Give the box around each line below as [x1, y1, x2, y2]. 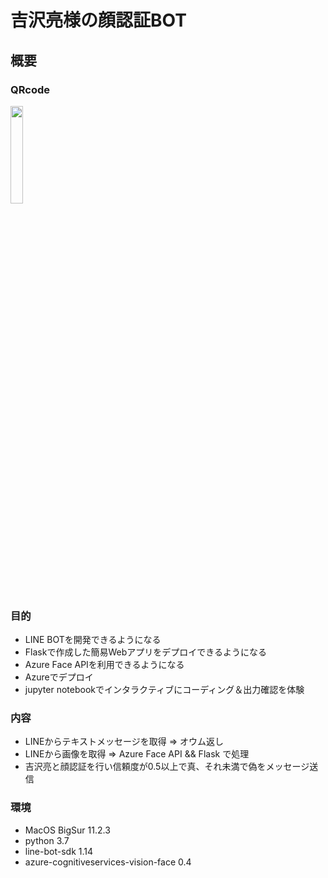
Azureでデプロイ [24, 671, 94, 683]
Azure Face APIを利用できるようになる [24, 659, 185, 671]
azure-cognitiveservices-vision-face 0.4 [24, 856, 192, 868]
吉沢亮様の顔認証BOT [10, 9, 187, 32]
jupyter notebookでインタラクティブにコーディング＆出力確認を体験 [24, 684, 305, 696]
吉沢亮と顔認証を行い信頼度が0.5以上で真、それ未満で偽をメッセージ [24, 761, 310, 773]
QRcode [10, 82, 50, 96]
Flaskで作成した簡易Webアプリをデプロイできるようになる [24, 646, 267, 658]
